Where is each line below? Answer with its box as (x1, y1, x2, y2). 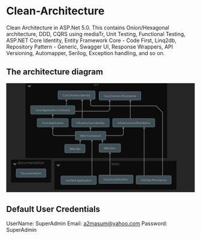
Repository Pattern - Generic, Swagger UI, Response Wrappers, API (6, 43, 173, 50)
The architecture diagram (6, 67, 103, 77)
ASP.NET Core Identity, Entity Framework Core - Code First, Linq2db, (6, 37, 176, 44)
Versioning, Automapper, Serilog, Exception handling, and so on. (6, 49, 165, 56)
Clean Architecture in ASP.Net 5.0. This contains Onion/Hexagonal (6, 24, 169, 31)
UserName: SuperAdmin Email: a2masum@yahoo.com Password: (6, 220, 167, 227)
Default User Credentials (6, 204, 100, 214)
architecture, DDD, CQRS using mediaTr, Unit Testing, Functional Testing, (6, 30, 185, 37)
